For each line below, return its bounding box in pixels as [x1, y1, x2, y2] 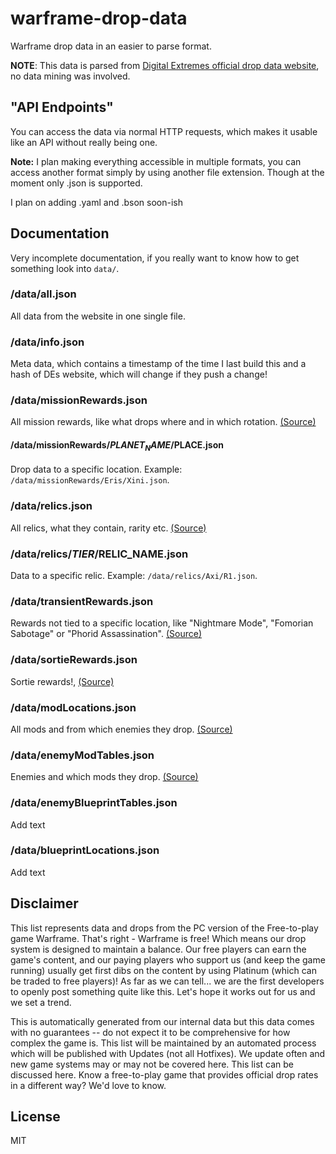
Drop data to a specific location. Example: [10, 463, 183, 476]
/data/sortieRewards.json [10, 653, 138, 667]
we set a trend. [10, 996, 72, 1008]
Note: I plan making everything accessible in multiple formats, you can [10, 155, 302, 167]
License [10, 1108, 61, 1126]
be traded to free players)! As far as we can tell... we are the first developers [10, 975, 325, 987]
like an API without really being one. [10, 136, 158, 148]
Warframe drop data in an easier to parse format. [10, 40, 212, 52]
